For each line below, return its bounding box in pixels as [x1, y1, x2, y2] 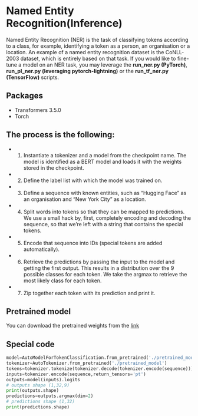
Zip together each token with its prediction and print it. [23, 289, 156, 296]
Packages [6, 91, 43, 101]
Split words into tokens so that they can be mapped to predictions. [23, 208, 185, 215]
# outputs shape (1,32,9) [6, 382, 70, 388]
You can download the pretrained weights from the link [6, 322, 140, 329]
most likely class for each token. [23, 277, 102, 284]
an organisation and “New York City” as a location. [23, 196, 146, 203]
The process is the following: [6, 130, 115, 140]
